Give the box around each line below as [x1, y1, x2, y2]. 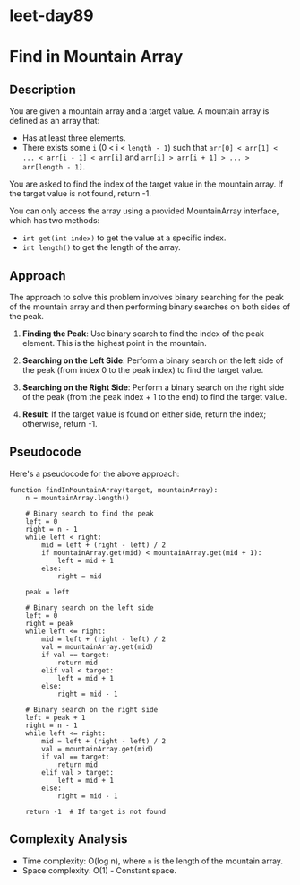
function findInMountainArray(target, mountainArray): [9, 485, 219, 494]
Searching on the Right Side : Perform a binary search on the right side [21, 382, 285, 393]
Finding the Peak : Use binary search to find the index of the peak [21, 328, 264, 339]
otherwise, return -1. [21, 419, 98, 429]
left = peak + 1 [25, 713, 87, 722]
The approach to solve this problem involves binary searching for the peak [9, 292, 284, 302]
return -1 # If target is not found [25, 807, 167, 816]
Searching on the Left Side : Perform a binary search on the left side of [21, 355, 284, 366]
